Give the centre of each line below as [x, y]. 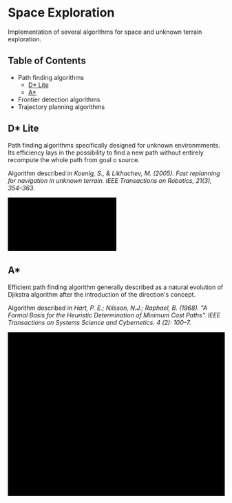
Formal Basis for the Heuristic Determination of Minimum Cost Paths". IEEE [114, 315]
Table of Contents [47, 61]
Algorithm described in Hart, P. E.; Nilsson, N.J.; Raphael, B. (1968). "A [108, 308]
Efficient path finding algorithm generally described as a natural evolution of [116, 287]
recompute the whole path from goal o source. [74, 159]
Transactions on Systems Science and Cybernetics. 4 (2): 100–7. [99, 322]
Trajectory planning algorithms [61, 107]
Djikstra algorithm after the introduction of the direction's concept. [102, 294]
